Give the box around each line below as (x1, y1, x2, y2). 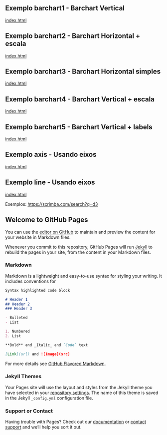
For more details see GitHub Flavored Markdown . (5, 361, 106, 367)
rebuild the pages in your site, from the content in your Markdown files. (5, 249, 151, 255)
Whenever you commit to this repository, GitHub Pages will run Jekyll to (5, 244, 153, 250)
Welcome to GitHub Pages (5, 216, 88, 224)
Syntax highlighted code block (5, 288, 70, 293)
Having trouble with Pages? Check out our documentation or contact (5, 419, 146, 425)
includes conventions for (5, 278, 56, 284)
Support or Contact (5, 407, 53, 414)
